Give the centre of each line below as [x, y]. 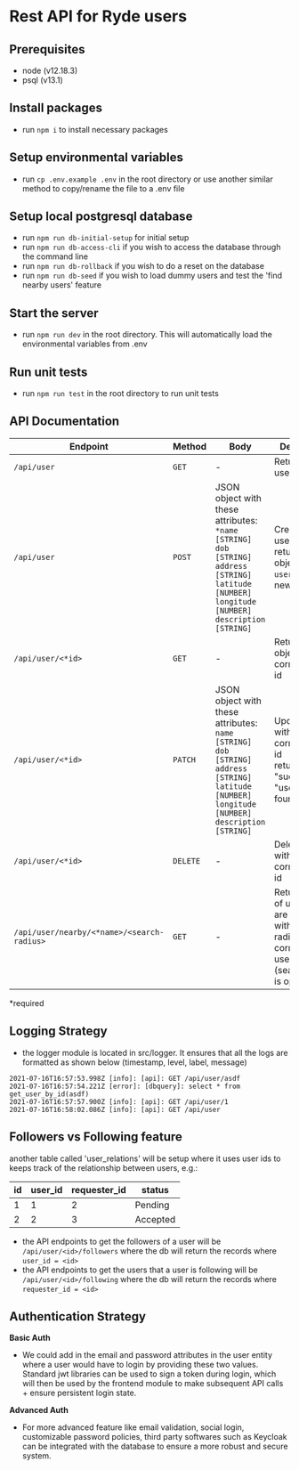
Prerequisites [47, 49]
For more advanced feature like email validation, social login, [133, 1427]
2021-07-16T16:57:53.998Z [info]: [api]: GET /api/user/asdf [125, 1078]
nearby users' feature [62, 285]
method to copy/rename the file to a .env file [103, 188]
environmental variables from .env [85, 344]
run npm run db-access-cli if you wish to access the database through [151, 248]
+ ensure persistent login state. [79, 1393]
